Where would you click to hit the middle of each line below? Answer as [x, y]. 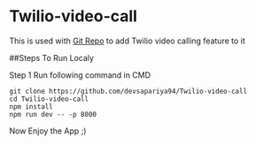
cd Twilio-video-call [49, 99]
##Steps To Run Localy [52, 57]
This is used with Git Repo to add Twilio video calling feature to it [127, 41]
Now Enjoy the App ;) [48, 131]
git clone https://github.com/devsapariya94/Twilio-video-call [128, 91]
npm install [31, 107]
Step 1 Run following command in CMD [80, 75]
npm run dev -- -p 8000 [53, 114]
